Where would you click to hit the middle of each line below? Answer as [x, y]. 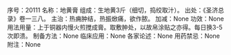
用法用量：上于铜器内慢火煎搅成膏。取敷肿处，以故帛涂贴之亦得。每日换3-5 [115, 27]
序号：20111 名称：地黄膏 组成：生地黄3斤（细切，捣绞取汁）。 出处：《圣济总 [115, 10]
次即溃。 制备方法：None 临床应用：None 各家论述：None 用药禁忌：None [114, 36]
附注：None [24, 44]
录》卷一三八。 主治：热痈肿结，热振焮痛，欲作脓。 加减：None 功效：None [115, 19]
